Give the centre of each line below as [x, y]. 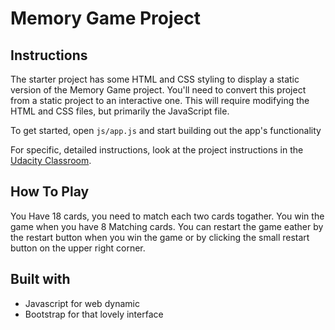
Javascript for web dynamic [82, 303]
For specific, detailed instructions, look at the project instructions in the [157, 150]
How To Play [50, 192]
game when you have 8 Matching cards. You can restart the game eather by [167, 226]
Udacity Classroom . [51, 160]
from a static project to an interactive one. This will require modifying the [160, 100]
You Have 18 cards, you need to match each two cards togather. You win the [167, 216]
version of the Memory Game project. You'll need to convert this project [158, 90]
